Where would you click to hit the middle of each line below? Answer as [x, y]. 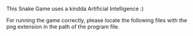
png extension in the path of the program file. [63, 27]
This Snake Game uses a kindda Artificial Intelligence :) [75, 9]
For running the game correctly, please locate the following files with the [97, 20]
